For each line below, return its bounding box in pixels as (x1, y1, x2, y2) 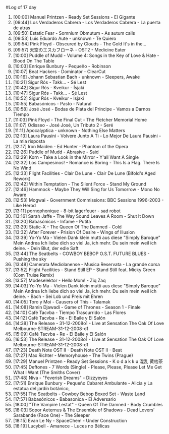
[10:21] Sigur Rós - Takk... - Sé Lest (13, 79, 86, 85)
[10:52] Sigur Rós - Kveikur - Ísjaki (13, 95, 84, 101)
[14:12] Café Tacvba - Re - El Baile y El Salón (13, 315, 105, 321)
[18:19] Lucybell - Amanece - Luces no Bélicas (13, 423, 110, 429)
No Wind (13, 165, 32, 171)
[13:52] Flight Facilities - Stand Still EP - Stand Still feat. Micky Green (13, 267, 156, 273)
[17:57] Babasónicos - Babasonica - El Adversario (13, 396, 117, 402)
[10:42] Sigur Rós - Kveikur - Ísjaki (13, 85, 85, 90)
